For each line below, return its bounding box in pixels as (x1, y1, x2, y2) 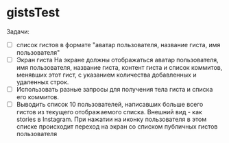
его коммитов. (16, 93, 60, 101)
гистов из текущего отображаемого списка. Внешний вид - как (16, 108, 203, 116)
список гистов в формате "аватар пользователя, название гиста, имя (16, 40, 221, 49)
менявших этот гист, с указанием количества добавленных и (16, 70, 197, 79)
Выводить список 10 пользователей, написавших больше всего (16, 101, 204, 109)
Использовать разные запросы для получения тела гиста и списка (16, 86, 213, 94)
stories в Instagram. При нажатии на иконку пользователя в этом (16, 115, 207, 124)
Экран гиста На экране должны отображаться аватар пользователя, (16, 56, 219, 64)
